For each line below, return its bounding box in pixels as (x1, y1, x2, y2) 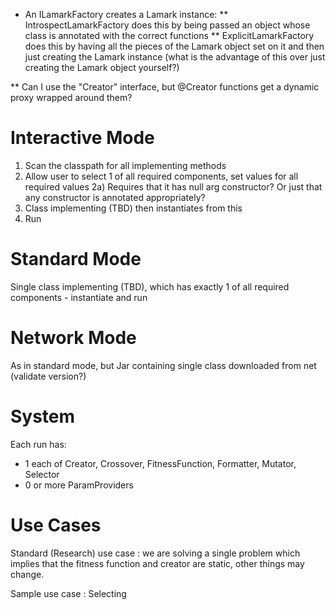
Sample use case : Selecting (10, 587, 127, 599)
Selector (24, 468, 60, 480)
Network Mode (10, 327, 137, 349)
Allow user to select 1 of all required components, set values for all (24, 170, 299, 182)
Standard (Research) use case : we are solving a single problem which (10, 547, 301, 559)
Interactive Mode (10, 127, 155, 149)
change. (10, 568, 45, 580)
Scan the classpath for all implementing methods (24, 159, 227, 171)
